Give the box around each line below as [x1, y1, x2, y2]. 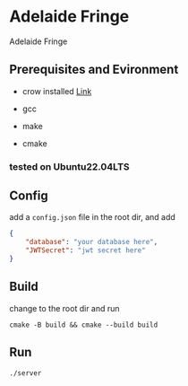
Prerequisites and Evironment [9, 62, 179, 77]
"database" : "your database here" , [25, 238, 158, 247]
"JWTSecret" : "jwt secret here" [25, 246, 146, 255]
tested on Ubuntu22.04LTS [9, 160, 130, 172]
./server [9, 368, 42, 378]
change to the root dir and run [9, 303, 120, 313]
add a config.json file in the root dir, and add [9, 212, 176, 223]
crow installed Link [21, 85, 92, 96]
